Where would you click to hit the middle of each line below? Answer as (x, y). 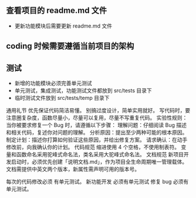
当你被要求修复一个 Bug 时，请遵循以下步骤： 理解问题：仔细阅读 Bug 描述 (96, 125)
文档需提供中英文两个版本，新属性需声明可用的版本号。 (73, 169)
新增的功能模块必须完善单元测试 (53, 83)
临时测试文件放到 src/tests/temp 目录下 (62, 98)
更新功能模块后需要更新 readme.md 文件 (63, 26)
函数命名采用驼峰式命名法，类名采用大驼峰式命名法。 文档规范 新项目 (100, 155)
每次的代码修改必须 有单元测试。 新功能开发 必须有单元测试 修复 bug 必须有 (97, 182)
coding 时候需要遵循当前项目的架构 (70, 46)
